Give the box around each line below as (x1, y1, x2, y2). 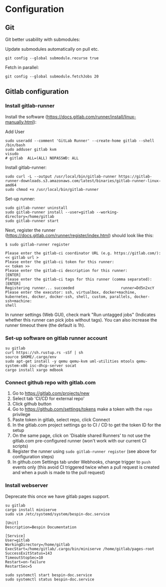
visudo (5, 151, 19, 156)
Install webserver (5, 482, 48, 489)
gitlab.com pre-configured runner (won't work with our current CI (12, 438, 147, 444)
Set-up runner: (5, 195, 36, 202)
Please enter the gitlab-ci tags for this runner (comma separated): (5, 277, 153, 282)
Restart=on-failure (5, 559, 46, 565)
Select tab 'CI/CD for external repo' (12, 396, 85, 402)
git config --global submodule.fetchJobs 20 (5, 74, 99, 79)
